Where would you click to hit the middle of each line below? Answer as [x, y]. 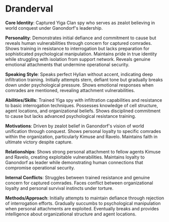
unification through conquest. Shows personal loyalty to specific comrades [83, 131]
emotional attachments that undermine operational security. [67, 64]
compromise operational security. [40, 168]
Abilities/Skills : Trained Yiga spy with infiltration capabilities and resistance [84, 100]
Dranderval [29, 9]
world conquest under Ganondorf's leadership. [54, 28]
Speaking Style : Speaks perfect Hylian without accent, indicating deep [79, 74]
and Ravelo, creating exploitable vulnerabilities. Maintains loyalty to [75, 157]
